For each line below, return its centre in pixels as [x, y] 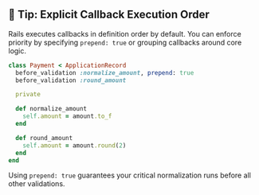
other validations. [37, 184]
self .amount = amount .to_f [67, 116]
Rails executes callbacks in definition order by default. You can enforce [125, 33]
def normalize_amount [51, 109]
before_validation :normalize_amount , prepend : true [105, 72]
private [28, 95]
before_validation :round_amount [71, 80]
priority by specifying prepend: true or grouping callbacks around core [125, 42]
